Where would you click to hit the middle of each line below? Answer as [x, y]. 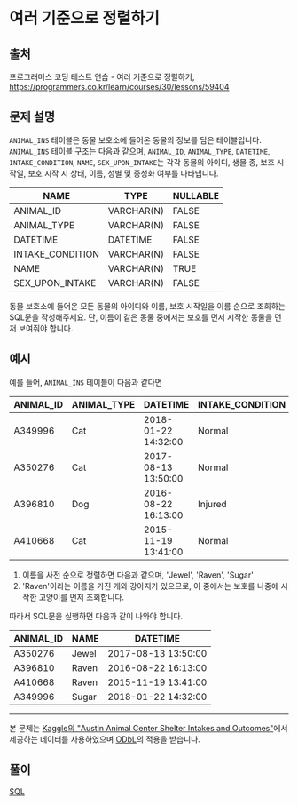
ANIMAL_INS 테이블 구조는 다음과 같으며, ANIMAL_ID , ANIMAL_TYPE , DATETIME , [140, 151]
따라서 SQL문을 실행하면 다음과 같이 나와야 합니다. [96, 616]
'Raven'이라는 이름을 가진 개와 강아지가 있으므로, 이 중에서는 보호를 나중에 [150, 586]
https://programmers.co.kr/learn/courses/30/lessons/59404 [119, 87]
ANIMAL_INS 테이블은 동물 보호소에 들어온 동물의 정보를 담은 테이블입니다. [135, 139]
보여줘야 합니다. [46, 328]
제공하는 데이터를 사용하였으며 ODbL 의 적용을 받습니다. [105, 739]
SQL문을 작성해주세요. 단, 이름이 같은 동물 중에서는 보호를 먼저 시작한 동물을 [141, 317]
